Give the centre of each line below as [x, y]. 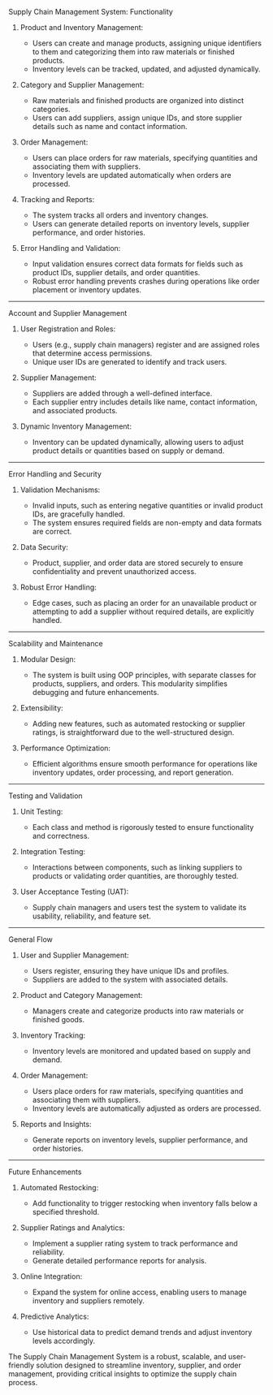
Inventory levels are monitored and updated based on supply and [141, 1051]
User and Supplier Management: [74, 955]
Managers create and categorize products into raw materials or [138, 1011]
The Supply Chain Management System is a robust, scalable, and [117, 1356]
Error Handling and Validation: [70, 248]
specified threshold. [66, 1212]
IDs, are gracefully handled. [78, 514]
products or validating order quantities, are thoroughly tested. [135, 876]
